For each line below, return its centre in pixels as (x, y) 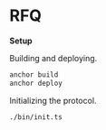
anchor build (34, 74)
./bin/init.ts (36, 117)
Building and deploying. (53, 58)
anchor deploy (36, 83)
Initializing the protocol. (53, 100)
